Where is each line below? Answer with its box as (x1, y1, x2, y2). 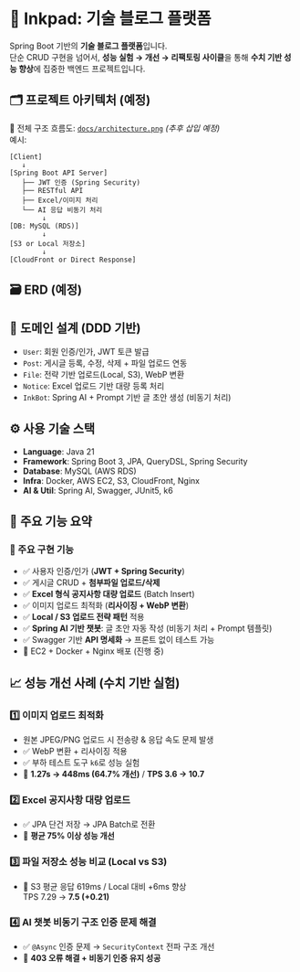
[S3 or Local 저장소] (9, 239, 87, 248)
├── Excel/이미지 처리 (21, 196, 98, 205)
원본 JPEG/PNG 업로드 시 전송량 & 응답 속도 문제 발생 (22, 734, 214, 745)
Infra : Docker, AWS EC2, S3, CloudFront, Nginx (22, 475, 201, 486)
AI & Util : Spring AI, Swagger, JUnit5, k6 (22, 485, 173, 496)
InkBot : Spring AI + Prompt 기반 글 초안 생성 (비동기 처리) (22, 391, 232, 402)
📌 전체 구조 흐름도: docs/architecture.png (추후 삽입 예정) (9, 123, 221, 134)
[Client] (9, 152, 43, 161)
